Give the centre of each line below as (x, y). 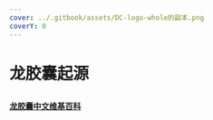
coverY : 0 (28, 26)
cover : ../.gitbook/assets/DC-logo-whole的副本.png (107, 18)
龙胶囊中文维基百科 (45, 106)
